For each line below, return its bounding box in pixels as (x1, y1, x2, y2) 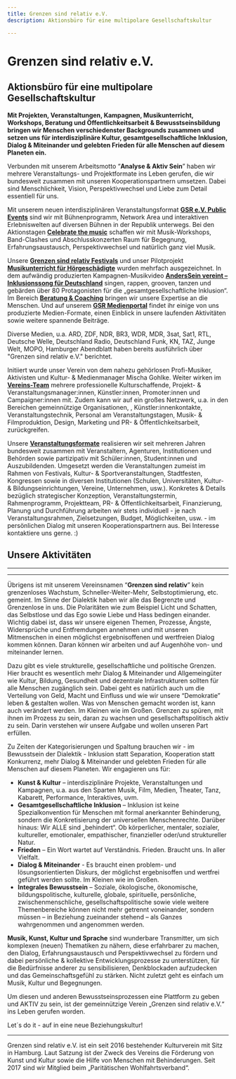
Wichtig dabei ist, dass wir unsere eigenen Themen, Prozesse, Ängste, (7, 618, 212, 626)
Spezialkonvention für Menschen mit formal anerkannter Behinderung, (17, 808, 221, 817)
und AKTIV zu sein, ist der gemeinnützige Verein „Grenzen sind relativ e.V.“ (7, 1000, 225, 1009)
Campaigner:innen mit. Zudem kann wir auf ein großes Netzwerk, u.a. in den (7, 395, 228, 404)
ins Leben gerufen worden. (7, 1007, 86, 1016)
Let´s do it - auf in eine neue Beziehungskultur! (7, 1021, 143, 1030)
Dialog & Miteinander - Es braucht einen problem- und (17, 860, 177, 869)
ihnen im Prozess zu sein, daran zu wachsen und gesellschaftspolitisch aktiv (7, 714, 229, 723)
